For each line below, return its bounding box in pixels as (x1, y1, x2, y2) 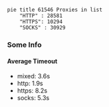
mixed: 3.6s (16, 72, 50, 80)
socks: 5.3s (16, 94, 50, 102)
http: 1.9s (16, 79, 43, 88)
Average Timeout (7, 57, 58, 65)
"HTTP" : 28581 (19, 12, 63, 19)
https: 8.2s (16, 87, 48, 95)
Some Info (7, 40, 43, 49)
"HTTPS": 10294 (19, 18, 63, 25)
